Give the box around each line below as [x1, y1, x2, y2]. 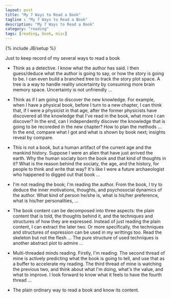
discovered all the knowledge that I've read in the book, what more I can [12, 113, 165, 119]
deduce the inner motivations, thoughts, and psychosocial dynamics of [12, 187, 162, 193]
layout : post [5, 7, 33, 13]
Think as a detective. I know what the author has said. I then [12, 65, 139, 71]
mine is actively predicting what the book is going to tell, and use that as [12, 256, 165, 261]
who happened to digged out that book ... [12, 171, 101, 178]
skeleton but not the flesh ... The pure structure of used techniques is [12, 235, 159, 240]
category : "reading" [5, 27, 50, 32]
